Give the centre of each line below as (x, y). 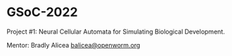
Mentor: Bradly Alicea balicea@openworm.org (73, 45)
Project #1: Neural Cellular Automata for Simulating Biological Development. (116, 31)
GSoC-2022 (42, 12)
